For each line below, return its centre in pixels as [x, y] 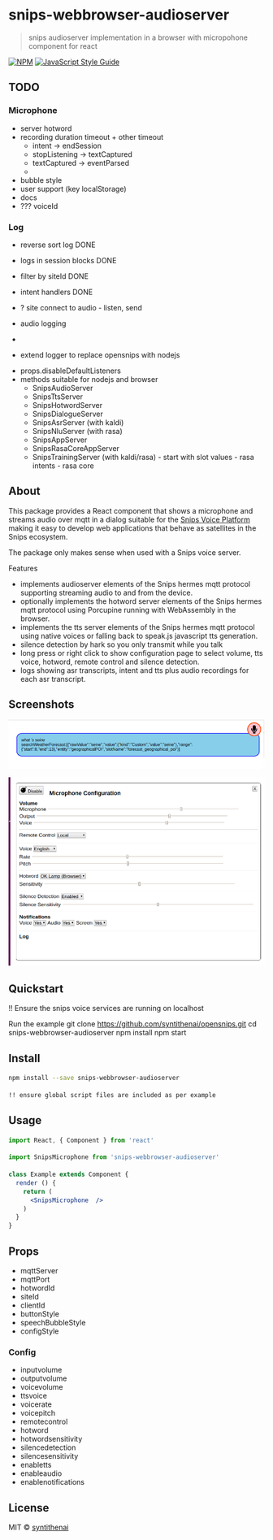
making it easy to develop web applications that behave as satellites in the [132, 528]
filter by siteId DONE [54, 276]
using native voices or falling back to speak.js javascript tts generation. [139, 636]
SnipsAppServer [60, 440]
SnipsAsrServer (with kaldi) [78, 422]
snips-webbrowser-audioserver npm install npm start [97, 1033]
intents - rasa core [63, 466]
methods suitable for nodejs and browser [89, 379]
